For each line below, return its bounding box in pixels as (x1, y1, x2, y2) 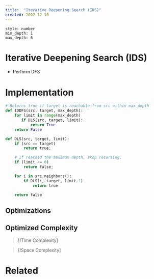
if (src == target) (14, 141, 56, 146)
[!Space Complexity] (17, 247, 61, 253)
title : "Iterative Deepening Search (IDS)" (5, 7, 101, 13)
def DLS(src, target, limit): (5, 136, 70, 142)
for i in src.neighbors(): (14, 174, 72, 179)
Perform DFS (12, 69, 40, 75)
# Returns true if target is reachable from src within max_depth (5, 103, 149, 108)
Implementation (5, 87, 74, 98)
